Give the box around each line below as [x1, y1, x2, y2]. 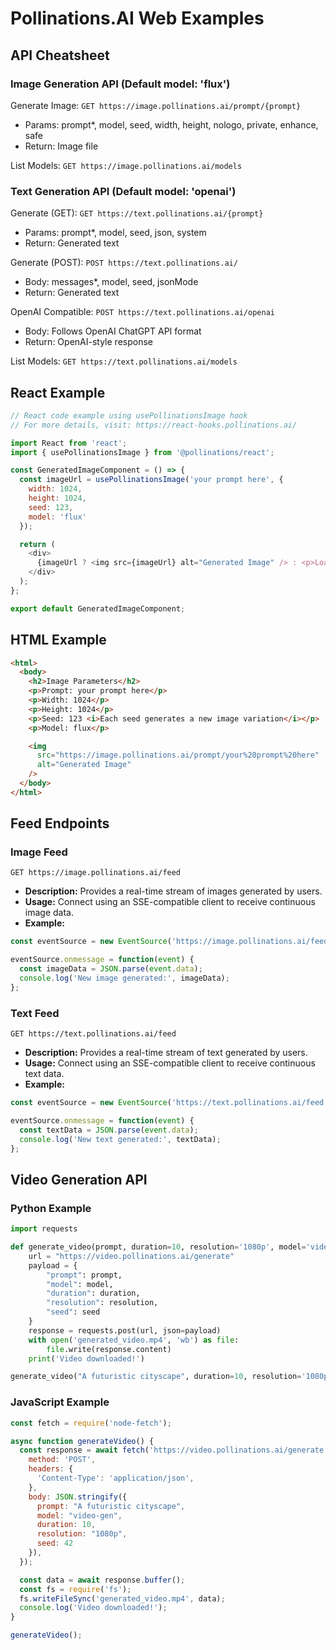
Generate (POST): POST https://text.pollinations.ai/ [10, 257, 238, 269]
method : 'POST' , [28, 1455, 97, 1465]
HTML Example [10, 632, 107, 649]
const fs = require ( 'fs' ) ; [19, 1584, 132, 1594]
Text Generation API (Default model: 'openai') [10, 184, 237, 198]
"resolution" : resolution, [46, 1298, 159, 1308]
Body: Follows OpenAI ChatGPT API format [24, 325, 202, 337]
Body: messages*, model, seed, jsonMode [24, 276, 199, 288]
